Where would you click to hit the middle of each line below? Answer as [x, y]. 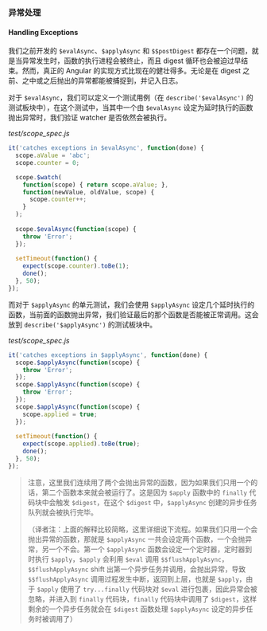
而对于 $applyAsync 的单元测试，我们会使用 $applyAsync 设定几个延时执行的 [132, 304]
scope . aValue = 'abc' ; [53, 155]
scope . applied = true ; [60, 414]
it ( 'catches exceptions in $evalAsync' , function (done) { [106, 148]
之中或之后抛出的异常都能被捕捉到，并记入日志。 [102, 80]
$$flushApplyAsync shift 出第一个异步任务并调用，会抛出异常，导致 [137, 569]
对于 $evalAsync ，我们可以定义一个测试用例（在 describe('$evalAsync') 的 [131, 98]
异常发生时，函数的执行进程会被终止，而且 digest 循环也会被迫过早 [132, 61]
